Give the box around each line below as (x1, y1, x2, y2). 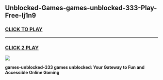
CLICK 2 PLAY (5, 44, 39, 51)
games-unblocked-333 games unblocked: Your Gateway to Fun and (5, 64, 145, 70)
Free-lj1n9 (5, 12, 36, 20)
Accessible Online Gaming (5, 69, 60, 75)
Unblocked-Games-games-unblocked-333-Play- (5, 4, 157, 12)
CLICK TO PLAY (5, 26, 43, 33)
